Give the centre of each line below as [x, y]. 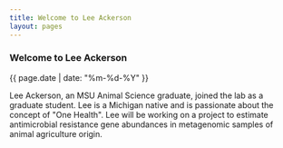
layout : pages [36, 26]
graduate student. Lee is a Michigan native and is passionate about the [141, 104]
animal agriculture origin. [56, 133]
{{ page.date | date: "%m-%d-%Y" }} [79, 77]
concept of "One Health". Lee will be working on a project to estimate [139, 114]
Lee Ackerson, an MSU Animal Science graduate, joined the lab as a [137, 95]
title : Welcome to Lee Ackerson [70, 18]
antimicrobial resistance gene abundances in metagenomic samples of [141, 124]
